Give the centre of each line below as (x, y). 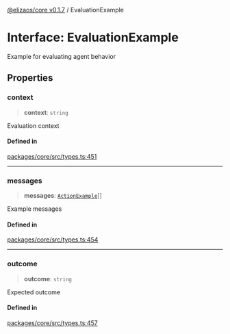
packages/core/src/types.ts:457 (52, 323)
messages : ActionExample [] (63, 196)
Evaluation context (33, 125)
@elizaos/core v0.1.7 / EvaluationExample (66, 10)
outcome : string (48, 279)
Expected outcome (34, 292)
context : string (46, 112)
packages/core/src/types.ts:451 (52, 156)
